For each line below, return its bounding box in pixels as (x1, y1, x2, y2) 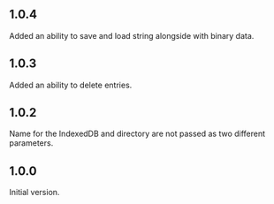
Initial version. (9, 187, 60, 198)
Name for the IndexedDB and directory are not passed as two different (9, 128, 266, 140)
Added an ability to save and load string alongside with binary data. (9, 30, 255, 41)
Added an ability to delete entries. (9, 79, 133, 90)
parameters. (9, 138, 54, 148)
